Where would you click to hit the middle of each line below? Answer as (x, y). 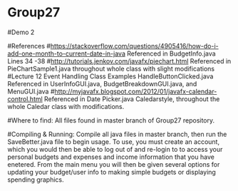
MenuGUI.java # (31, 91)
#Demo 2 (21, 32)
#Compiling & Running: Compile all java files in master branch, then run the (117, 134)
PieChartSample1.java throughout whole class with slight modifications (111, 68)
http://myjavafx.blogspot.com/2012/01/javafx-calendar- (136, 91)
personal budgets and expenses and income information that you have (111, 157)
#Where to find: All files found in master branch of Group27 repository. (111, 120)
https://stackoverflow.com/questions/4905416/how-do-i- (134, 46)
